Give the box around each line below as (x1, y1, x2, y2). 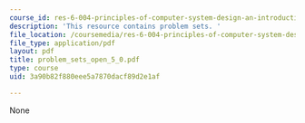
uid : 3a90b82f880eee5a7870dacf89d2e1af (9, 72, 161, 81)
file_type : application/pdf (9, 38, 116, 48)
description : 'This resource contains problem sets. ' (9, 22, 221, 31)
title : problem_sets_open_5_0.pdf (9, 55, 141, 64)
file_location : (9, 30, 67, 39)
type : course (9, 64, 59, 73)
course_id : (9, 13, 51, 23)
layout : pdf (9, 47, 54, 56)
